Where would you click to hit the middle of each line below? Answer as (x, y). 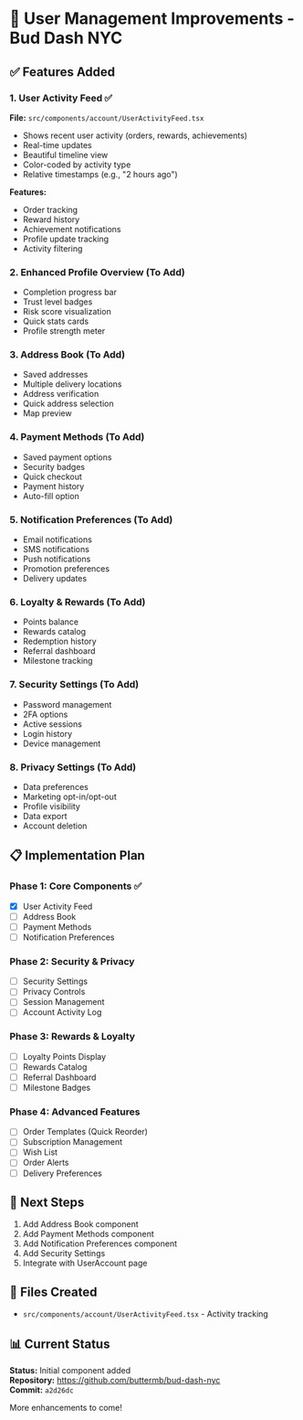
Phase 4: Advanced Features (75, 1112)
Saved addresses (55, 375)
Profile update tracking (66, 239)
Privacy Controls (54, 992)
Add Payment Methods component (89, 1234)
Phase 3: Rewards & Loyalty (72, 1037)
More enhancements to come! (66, 1408)
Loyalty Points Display (64, 1056)
